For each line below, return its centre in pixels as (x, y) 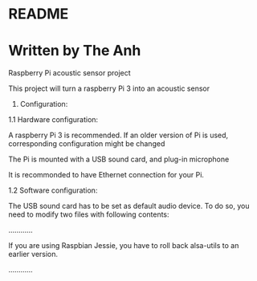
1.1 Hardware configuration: (53, 120)
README (39, 14)
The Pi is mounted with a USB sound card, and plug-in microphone (119, 159)
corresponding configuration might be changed (87, 144)
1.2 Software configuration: (53, 190)
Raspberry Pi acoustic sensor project (69, 73)
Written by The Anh (75, 51)
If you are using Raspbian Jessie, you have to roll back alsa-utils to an (124, 246)
